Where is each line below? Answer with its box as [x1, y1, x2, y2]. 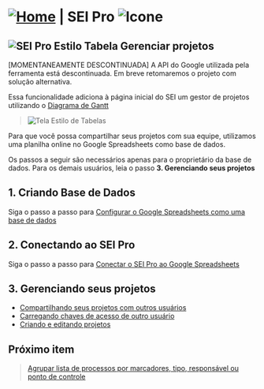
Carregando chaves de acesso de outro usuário [19, 312, 175, 321]
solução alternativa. [8, 77, 73, 86]
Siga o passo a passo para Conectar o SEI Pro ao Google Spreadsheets [8, 259, 240, 268]
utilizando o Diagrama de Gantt [8, 101, 109, 110]
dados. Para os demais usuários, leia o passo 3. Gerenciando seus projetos [8, 163, 255, 173]
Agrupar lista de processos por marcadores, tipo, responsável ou [27, 364, 239, 373]
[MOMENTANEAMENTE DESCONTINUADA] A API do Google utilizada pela [8, 60, 250, 69]
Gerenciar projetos [120, 39, 214, 53]
